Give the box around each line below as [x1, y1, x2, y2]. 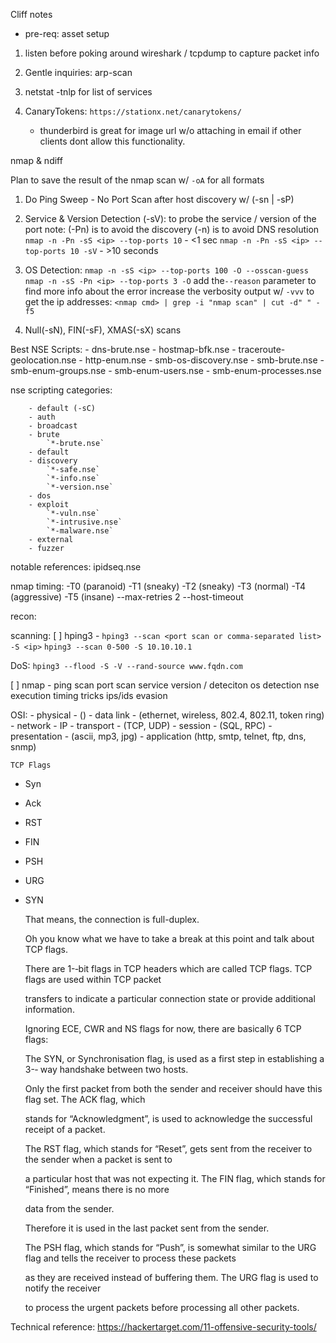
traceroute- [238, 344, 286, 355]
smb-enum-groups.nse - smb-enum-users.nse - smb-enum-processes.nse [10, 365, 322, 376]
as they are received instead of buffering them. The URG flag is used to [24, 1272, 319, 1283]
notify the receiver [24, 1282, 102, 1294]
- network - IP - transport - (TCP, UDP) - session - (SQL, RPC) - [10, 720, 273, 731]
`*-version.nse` [46, 482, 114, 492]
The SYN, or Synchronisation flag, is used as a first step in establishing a [24, 1053, 325, 1064]
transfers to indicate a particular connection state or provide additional [24, 993, 316, 1004]
